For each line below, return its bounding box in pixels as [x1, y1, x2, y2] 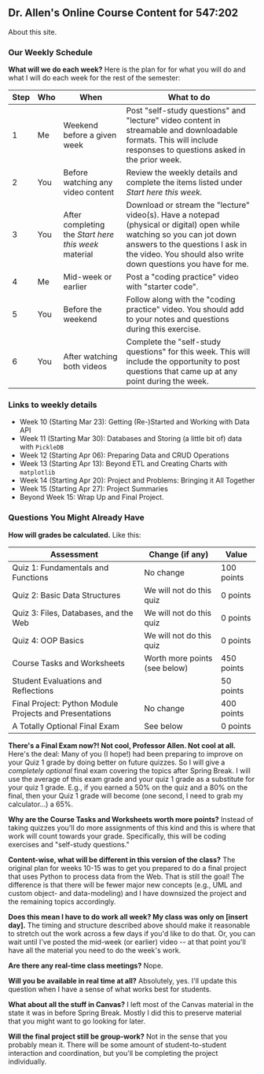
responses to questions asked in [126, 145, 246, 156]
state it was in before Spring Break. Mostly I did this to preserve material [8, 1008, 242, 1017]
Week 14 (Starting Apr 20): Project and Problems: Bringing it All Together [19, 476, 255, 485]
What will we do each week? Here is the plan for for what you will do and [8, 65, 246, 74]
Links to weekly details [8, 399, 97, 410]
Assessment [49, 549, 98, 560]
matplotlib [19, 468, 56, 477]
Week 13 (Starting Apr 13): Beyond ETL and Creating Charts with [19, 459, 228, 468]
